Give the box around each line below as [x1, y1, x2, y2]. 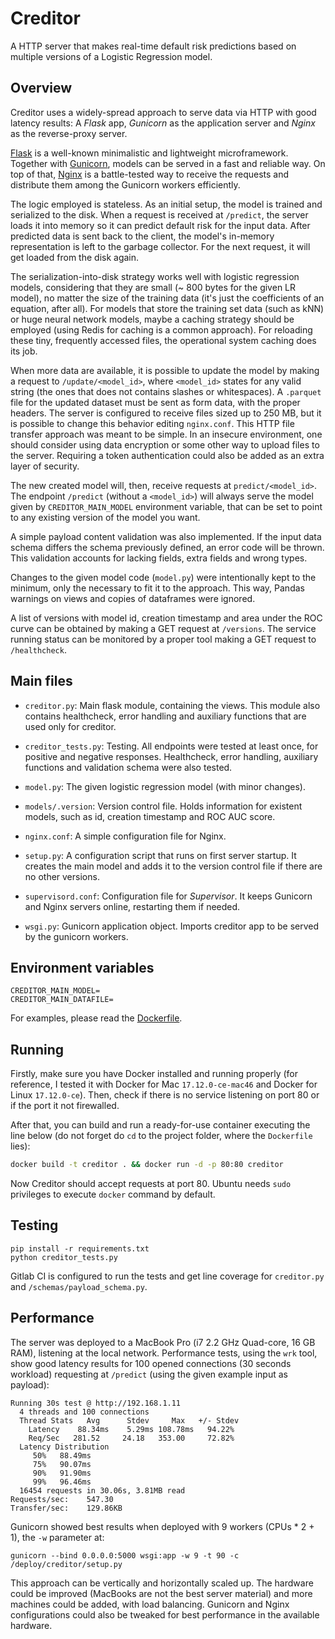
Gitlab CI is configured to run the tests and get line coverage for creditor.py [10, 1270, 325, 1282]
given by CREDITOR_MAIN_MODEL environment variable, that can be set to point [10, 500, 323, 512]
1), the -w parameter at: [10, 1531, 105, 1543]
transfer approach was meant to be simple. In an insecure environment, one [10, 428, 323, 440]
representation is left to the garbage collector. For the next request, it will [10, 240, 311, 252]
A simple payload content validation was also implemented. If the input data [10, 530, 322, 542]
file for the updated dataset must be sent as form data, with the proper [10, 396, 301, 408]
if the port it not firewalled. [10, 1100, 120, 1112]
